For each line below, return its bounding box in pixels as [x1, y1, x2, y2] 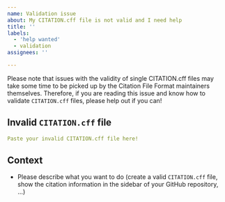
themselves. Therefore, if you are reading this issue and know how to [7, 88, 206, 98]
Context [7, 154, 43, 166]
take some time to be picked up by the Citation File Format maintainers [7, 81, 210, 90]
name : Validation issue [7, 10, 77, 17]
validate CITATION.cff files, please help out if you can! [7, 96, 162, 104]
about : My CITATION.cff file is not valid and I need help [7, 17, 183, 24]
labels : [7, 29, 30, 37]
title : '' [7, 23, 36, 30]
